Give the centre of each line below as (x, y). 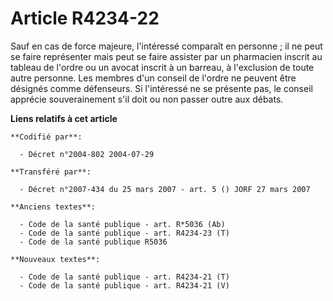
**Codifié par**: (46, 137)
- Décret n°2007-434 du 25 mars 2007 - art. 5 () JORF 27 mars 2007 (165, 189)
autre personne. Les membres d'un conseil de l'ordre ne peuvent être (153, 78)
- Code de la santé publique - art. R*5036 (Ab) (122, 224)
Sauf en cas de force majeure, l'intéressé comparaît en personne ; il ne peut (166, 46)
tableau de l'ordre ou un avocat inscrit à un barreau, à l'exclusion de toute (162, 67)
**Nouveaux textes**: (55, 259)
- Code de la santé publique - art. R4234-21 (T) (124, 277)
